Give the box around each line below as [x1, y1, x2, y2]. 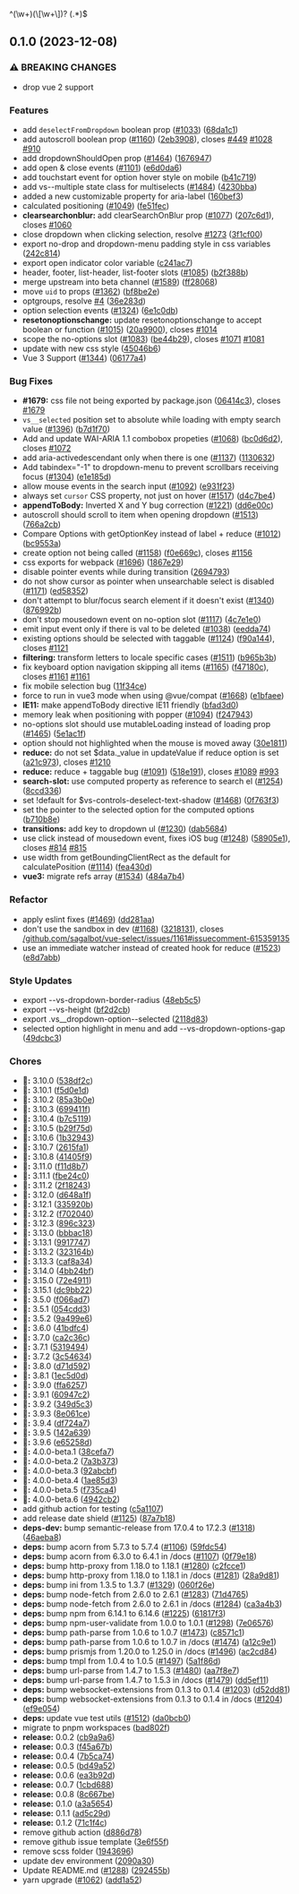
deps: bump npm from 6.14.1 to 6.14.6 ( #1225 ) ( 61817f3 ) [21, 1608, 226, 1619]
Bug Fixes [9, 374, 54, 387]
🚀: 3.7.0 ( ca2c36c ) [21, 1333, 91, 1343]
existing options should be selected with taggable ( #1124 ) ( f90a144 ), [21, 633, 275, 644]
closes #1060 [21, 219, 73, 230]
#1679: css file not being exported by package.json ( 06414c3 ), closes [21, 395, 281, 407]
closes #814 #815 [21, 843, 88, 853]
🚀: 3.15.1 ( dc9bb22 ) [21, 1285, 93, 1296]
